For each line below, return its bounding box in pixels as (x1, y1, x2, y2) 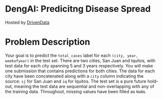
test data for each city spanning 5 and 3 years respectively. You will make (5, 63, 153, 68)
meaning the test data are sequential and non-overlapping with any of (14, 83, 155, 89)
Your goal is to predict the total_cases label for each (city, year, (5, 52, 138, 58)
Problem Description (5, 36, 90, 48)
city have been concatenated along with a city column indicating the (5, 73, 144, 79)
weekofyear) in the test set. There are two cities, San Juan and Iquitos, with (5, 57, 156, 64)
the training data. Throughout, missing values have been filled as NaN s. (5, 88, 146, 94)
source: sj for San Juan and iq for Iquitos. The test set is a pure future (5, 78, 146, 84)
